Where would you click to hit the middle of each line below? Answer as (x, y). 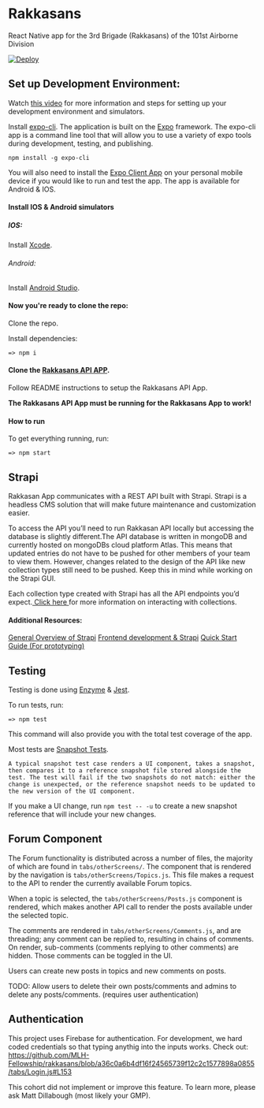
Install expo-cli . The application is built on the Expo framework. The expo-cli (132, 126)
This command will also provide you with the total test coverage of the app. (130, 734)
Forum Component (55, 839)
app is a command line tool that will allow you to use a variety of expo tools (130, 135)
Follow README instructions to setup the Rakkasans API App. (108, 388)
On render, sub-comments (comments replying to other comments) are (123, 947)
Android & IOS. (32, 189)
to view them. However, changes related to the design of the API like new (127, 561)
